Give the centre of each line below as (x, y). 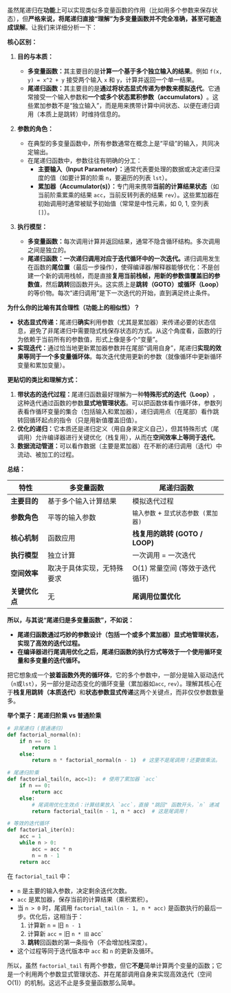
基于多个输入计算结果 (82, 501)
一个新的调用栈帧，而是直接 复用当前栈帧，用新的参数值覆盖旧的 (124, 276)
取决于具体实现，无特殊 (86, 568)
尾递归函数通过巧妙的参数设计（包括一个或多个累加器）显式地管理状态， (119, 634)
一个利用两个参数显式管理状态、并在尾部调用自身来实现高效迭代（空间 (112, 974)
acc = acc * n (52, 849)
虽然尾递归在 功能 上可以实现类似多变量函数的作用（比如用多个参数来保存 (109, 10)
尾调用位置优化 (156, 597)
